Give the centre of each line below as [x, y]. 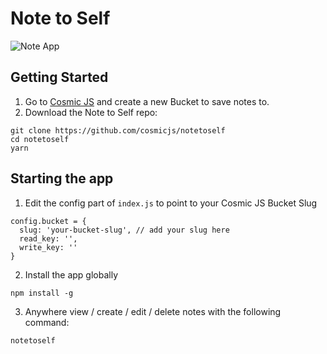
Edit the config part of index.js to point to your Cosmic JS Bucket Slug [171, 203]
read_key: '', [48, 238]
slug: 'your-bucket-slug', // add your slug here [124, 230]
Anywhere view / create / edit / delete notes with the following [153, 311]
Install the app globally [71, 274]
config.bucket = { [48, 221]
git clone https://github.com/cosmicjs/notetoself [118, 130]
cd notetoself [40, 139]
